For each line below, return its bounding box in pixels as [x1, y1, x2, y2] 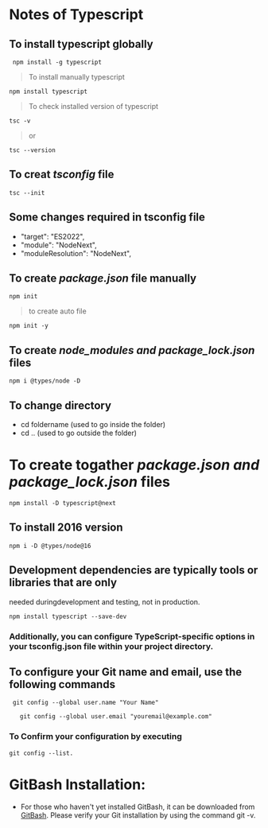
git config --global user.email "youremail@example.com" [19, 713, 213, 721]
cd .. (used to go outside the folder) [20, 428, 138, 438]
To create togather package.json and [9, 456, 260, 474]
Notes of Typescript [9, 6, 144, 24]
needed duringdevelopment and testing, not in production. [9, 597, 200, 606]
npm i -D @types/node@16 [9, 542, 91, 550]
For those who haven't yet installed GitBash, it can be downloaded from [20, 802, 255, 811]
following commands [9, 678, 116, 691]
